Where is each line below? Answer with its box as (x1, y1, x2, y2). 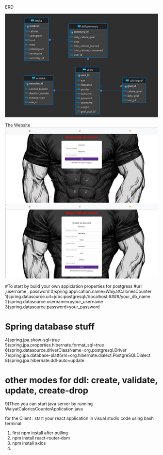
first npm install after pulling (12, 430, 68, 436)
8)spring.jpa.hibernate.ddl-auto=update (5, 358, 85, 363)
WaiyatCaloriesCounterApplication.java (5, 406, 83, 412)
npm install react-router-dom (12, 435, 70, 441)
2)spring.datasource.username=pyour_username (5, 299, 103, 305)
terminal (5, 421, 22, 426)
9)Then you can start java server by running (5, 401, 93, 407)
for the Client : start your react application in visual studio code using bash (5, 415, 154, 421)
